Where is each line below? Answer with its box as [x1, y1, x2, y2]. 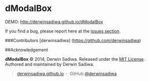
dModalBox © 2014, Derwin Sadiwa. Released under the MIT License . [5, 56, 145, 62]
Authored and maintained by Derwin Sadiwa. [5, 61, 95, 67]
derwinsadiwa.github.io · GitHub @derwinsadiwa [17, 70, 117, 76]
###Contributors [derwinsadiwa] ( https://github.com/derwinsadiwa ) [5, 37, 141, 43]
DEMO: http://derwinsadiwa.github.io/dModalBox [5, 19, 103, 25]
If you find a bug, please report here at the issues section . [5, 28, 121, 34]
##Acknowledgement [5, 47, 49, 53]
